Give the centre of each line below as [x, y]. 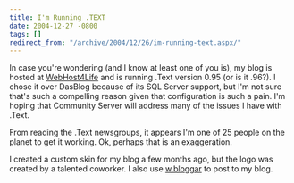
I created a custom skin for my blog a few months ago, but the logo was [141, 159]
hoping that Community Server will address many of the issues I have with [146, 106]
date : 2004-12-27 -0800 [54, 26]
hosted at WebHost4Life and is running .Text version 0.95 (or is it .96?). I [143, 78]
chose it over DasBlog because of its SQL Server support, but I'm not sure [146, 87]
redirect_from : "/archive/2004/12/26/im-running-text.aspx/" [126, 42]
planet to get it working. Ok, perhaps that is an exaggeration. [121, 142]
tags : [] [25, 34]
